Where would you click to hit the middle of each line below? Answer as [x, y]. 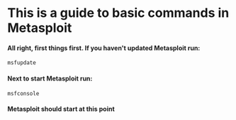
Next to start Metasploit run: [50, 78]
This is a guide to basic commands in [118, 13]
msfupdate [22, 63]
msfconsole [23, 93]
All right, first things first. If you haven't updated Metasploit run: [104, 48]
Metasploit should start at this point [61, 109]
